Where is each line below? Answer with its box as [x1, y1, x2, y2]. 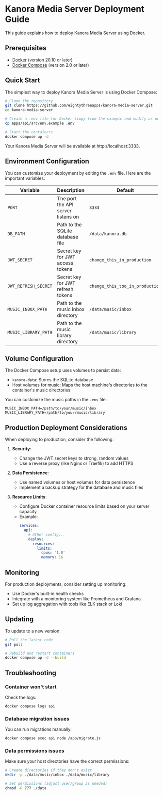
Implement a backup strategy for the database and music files [19, 484, 144, 490]
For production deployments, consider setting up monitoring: [5, 581, 127, 587]
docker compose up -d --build [5, 655, 66, 660]
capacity [19, 509, 37, 515]
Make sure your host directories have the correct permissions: [5, 758, 130, 764]
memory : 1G [41, 555, 63, 560]
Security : [12, 446, 32, 452]
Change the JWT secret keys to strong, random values [19, 455, 129, 461]
